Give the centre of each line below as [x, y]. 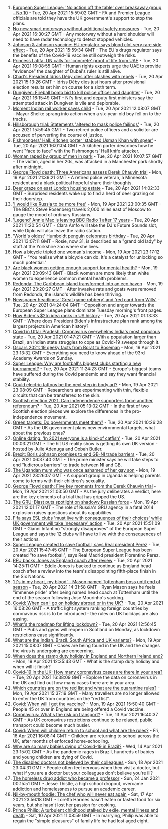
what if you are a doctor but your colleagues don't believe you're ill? [83, 773]
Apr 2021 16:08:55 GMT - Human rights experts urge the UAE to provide [87, 66]
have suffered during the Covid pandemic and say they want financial [84, 374]
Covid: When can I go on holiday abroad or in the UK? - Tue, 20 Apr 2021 [88, 603]
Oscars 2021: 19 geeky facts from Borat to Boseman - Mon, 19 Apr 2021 [86, 348]
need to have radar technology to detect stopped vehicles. [73, 39]
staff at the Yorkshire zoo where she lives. [56, 247]
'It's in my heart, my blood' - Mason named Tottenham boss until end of [87, 582]
